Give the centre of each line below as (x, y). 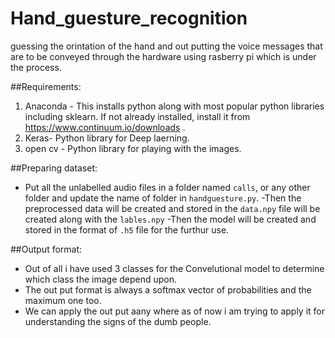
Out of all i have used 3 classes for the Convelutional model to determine (174, 268)
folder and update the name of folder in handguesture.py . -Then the (163, 198)
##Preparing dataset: (54, 168)
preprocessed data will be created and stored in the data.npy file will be (172, 208)
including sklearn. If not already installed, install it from (137, 116)
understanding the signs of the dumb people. (118, 321)
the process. (36, 67)
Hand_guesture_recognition (129, 18)
